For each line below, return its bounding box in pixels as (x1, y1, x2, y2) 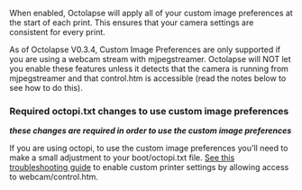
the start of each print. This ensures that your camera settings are (9, 17, 254, 28)
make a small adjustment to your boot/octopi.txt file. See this (9, 152, 235, 163)
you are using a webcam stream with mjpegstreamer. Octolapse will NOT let (9, 54, 291, 64)
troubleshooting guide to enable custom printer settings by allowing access (9, 162, 289, 173)
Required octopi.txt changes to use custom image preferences (9, 104, 289, 117)
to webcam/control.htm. (9, 171, 99, 183)
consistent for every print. (9, 27, 105, 37)
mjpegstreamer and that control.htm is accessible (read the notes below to (9, 73, 287, 84)
